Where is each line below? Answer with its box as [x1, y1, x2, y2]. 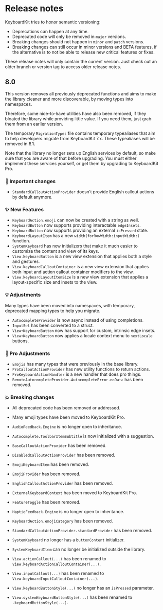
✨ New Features [5, 206, 44, 213]
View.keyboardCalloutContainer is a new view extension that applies [12, 264, 149, 270]
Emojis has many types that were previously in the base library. [12, 361, 139, 367]
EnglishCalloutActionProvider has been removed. [12, 481, 113, 486]
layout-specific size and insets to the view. [12, 279, 98, 285]
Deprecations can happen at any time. [12, 28, 89, 34]
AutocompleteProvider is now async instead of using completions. [12, 317, 144, 323]
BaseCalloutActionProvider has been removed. [12, 443, 107, 448]
